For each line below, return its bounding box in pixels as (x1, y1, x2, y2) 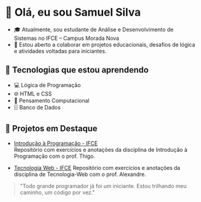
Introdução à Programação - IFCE (13, 139, 98, 147)
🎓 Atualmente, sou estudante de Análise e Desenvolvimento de (13, 25, 174, 33)
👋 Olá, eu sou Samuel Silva (5, 5, 141, 19)
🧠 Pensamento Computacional (13, 97, 90, 104)
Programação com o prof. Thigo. (13, 152, 96, 160)
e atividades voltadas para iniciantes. (13, 47, 107, 54)
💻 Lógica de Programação (13, 81, 81, 88)
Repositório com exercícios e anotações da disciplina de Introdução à (13, 146, 188, 153)
